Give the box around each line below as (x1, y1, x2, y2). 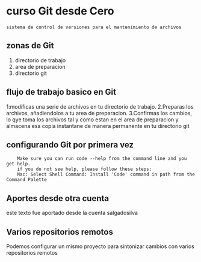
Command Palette (6, 177, 47, 183)
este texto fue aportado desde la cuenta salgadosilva (6, 209, 138, 217)
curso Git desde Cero (6, 4, 114, 18)
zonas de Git (6, 40, 54, 51)
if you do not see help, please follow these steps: (17, 166, 152, 173)
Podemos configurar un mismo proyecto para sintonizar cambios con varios (6, 243, 194, 250)
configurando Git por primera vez (6, 139, 134, 150)
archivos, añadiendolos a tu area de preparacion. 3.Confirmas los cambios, (6, 109, 193, 117)
